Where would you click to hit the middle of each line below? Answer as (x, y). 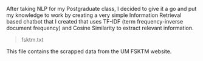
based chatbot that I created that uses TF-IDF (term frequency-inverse (95, 21)
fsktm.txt (32, 40)
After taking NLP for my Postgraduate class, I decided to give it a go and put (101, 9)
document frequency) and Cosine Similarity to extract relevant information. (100, 28)
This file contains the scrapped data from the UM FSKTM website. (89, 51)
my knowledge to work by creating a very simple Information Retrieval (94, 15)
